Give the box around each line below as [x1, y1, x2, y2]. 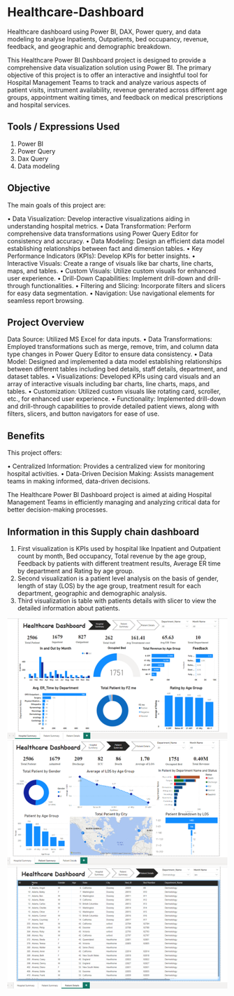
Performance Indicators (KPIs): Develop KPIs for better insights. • [7, 252, 196, 260]
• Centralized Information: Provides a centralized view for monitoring [7, 462, 205, 470]
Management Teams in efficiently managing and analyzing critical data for [7, 498, 221, 507]
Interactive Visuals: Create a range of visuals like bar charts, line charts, [7, 259, 214, 267]
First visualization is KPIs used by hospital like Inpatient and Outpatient [17, 545, 221, 552]
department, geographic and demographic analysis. [17, 589, 167, 597]
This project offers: [7, 449, 62, 457]
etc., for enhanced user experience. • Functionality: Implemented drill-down [7, 395, 226, 403]
